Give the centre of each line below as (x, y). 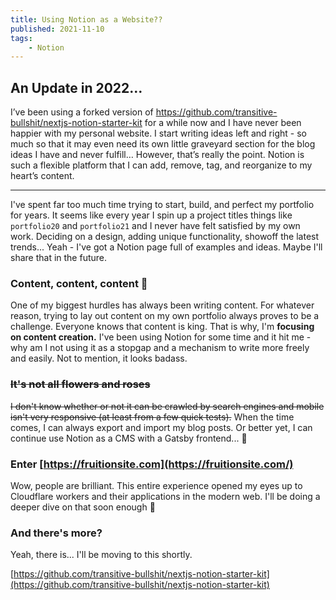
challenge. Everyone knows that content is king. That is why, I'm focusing (162, 327)
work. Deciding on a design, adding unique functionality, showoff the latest (165, 237)
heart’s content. (42, 176)
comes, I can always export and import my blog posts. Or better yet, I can (161, 427)
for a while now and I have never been (223, 123)
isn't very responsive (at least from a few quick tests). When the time (152, 417)
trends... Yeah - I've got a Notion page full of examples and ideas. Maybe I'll (166, 247)
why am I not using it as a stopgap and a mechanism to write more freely (160, 348)
